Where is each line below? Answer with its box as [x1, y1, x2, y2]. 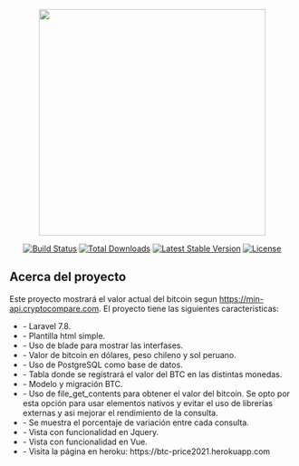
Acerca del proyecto [9, 269, 127, 285]
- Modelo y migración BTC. [22, 378, 124, 389]
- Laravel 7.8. [22, 320, 72, 331]
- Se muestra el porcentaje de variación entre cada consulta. [22, 417, 249, 428]
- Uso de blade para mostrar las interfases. [22, 340, 184, 351]
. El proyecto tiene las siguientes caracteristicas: [98, 303, 279, 314]
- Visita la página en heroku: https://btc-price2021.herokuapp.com [22, 445, 271, 457]
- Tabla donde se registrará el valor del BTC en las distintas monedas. [22, 368, 283, 380]
